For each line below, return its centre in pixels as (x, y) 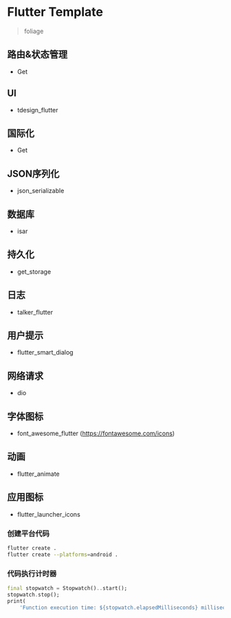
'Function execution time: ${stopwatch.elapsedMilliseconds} (109, 608)
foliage (34, 31)
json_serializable (41, 191)
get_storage (34, 271)
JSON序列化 (33, 173)
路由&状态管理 (37, 55)
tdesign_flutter (37, 110)
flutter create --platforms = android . (63, 555)
